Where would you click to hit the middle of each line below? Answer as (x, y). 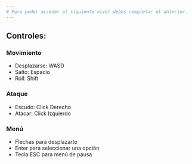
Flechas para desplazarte (46, 141)
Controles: (26, 36)
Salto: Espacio (32, 72)
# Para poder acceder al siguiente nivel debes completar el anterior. (97, 12)
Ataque (17, 94)
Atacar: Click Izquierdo (43, 113)
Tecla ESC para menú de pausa (53, 154)
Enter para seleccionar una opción (57, 148)
